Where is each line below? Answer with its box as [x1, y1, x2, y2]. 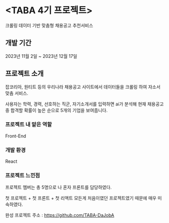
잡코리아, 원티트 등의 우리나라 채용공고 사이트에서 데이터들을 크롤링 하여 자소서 [5, 84, 161, 90]
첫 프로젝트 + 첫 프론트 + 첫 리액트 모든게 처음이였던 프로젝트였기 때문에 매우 [5, 195, 157, 201]
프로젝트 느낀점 [5, 172, 40, 179]
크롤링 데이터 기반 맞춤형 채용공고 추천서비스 [5, 22, 94, 28]
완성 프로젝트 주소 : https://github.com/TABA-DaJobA [5, 212, 115, 218]
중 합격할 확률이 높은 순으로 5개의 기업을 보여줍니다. [5, 107, 108, 113]
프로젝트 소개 [5, 69, 44, 78]
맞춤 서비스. [5, 90, 29, 96]
